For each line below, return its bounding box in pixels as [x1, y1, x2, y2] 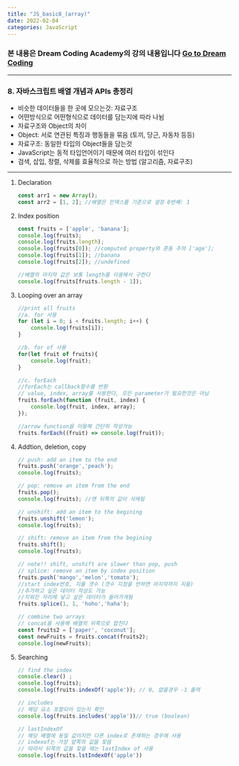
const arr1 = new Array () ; [17, 192, 98, 199]
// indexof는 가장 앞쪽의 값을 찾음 [17, 739, 112, 746]
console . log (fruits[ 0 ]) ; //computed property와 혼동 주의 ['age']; [17, 245, 215, 252]
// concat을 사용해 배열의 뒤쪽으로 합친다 [17, 620, 128, 628]
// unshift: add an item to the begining [17, 508, 142, 516]
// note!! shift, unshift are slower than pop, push [17, 561, 178, 568]
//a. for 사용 [17, 311, 57, 318]
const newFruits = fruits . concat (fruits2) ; [17, 633, 149, 640]
